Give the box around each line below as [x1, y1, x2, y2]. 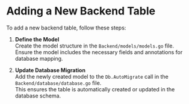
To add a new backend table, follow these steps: [6, 24, 126, 31]
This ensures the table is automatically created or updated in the [14, 85, 175, 93]
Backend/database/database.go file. [14, 79, 102, 87]
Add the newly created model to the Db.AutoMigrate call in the [14, 73, 169, 80]
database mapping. [14, 55, 63, 62]
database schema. [14, 92, 61, 99]
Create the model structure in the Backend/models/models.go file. [14, 42, 175, 49]
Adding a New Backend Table [6, 4, 155, 18]
